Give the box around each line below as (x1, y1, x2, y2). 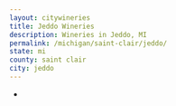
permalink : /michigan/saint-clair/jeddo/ (9, 38, 168, 48)
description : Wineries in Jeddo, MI (9, 30, 147, 39)
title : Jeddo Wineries (9, 22, 95, 31)
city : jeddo (9, 64, 54, 73)
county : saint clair (9, 55, 88, 64)
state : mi (9, 47, 47, 56)
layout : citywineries (9, 13, 91, 23)
